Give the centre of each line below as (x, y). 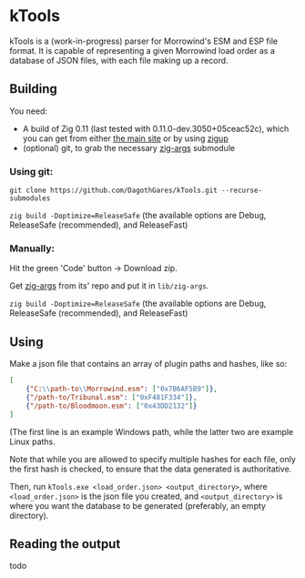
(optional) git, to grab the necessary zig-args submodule (128, 147)
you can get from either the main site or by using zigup (126, 138)
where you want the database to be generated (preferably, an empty (138, 505)
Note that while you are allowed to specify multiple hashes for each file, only (152, 459)
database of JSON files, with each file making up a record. (119, 60)
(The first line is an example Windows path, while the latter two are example (152, 431)
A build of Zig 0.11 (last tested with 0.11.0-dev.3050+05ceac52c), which (156, 128)
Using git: (31, 171)
